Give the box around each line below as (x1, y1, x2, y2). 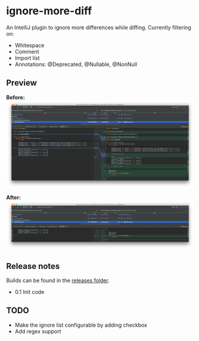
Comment (14, 48, 39, 55)
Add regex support (14, 327, 61, 334)
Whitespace (14, 42, 45, 49)
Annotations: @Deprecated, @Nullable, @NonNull (14, 61, 138, 68)
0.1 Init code (14, 289, 45, 296)
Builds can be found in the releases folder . (6, 277, 110, 284)
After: (6, 193, 21, 201)
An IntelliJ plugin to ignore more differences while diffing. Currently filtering (6, 24, 192, 31)
